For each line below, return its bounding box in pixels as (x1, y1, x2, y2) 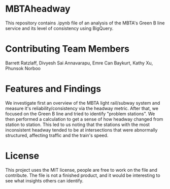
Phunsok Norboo (5, 65, 41, 71)
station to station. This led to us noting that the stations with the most (5, 121, 150, 128)
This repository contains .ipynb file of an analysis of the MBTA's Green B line (5, 20, 165, 26)
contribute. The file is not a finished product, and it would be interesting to (5, 172, 161, 178)
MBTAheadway (5, 3, 71, 15)
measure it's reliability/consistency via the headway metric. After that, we (5, 105, 159, 111)
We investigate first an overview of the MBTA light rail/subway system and (5, 100, 160, 106)
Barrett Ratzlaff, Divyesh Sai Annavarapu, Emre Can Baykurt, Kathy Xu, (5, 59, 153, 66)
